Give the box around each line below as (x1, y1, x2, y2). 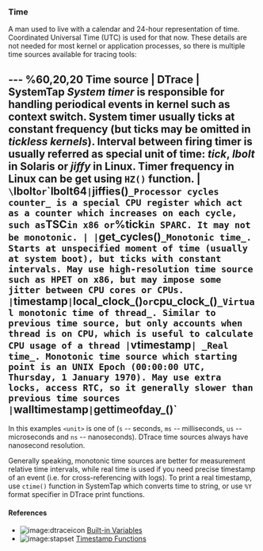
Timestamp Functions (75, 534, 147, 544)
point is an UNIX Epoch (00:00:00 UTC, (8, 360, 206, 372)
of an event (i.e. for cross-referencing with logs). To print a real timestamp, (8, 473, 252, 483)
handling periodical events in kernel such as (8, 98, 231, 111)
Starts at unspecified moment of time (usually (8, 242, 248, 254)
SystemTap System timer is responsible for (8, 85, 225, 98)
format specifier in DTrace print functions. (8, 490, 145, 499)
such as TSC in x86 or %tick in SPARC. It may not (8, 218, 251, 231)
